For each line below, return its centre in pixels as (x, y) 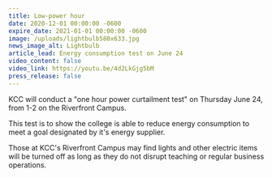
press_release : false (45, 76)
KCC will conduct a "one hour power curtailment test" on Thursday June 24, (136, 99)
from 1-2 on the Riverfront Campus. (68, 108)
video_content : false (45, 61)
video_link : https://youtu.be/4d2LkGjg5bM (81, 69)
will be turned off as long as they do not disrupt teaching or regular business (136, 156)
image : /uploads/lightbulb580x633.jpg (74, 38)
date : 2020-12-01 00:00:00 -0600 (65, 23)
